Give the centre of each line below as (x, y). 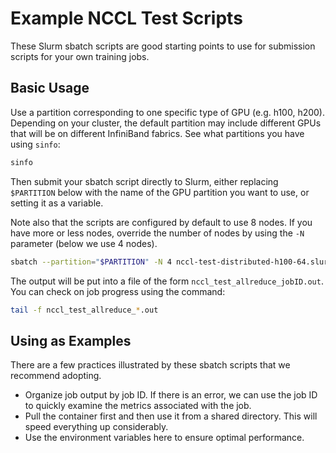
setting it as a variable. (57, 203)
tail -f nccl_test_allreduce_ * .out (84, 310)
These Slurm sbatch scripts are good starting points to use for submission (163, 46)
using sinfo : (35, 144)
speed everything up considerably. (96, 427)
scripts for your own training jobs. (80, 56)
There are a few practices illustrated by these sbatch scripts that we (150, 365)
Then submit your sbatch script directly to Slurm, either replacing (144, 181)
